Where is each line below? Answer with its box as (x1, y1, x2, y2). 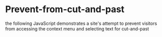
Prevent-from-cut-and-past (5, 4, 125, 15)
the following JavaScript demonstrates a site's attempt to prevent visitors (5, 20, 157, 26)
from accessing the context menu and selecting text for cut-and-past (5, 25, 149, 31)
